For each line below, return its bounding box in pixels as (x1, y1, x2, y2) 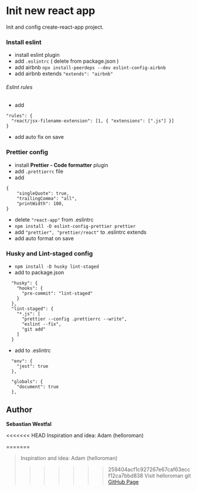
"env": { (11, 359, 33, 364)
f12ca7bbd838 (108, 472, 144, 479)
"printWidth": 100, (16, 200, 64, 206)
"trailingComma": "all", (16, 195, 77, 202)
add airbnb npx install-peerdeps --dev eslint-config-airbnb (14, 64, 166, 71)
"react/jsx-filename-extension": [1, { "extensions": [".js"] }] (11, 118, 175, 124)
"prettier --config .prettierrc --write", (21, 316, 127, 322)
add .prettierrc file (14, 168, 63, 175)
